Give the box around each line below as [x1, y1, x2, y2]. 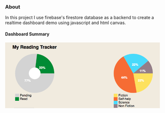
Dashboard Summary [5, 31, 50, 37]
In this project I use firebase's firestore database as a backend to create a [5, 15, 154, 21]
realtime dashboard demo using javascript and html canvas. [5, 20, 126, 26]
